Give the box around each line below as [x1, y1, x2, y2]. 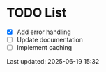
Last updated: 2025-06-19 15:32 [6, 57, 100, 66]
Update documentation [16, 36, 83, 44]
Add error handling [16, 28, 71, 36]
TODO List [6, 5, 67, 21]
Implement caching [16, 44, 73, 52]
